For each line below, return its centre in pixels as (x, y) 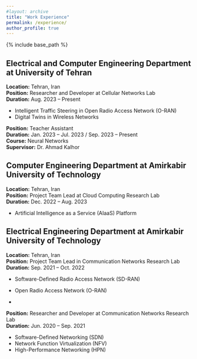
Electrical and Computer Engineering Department (98, 63)
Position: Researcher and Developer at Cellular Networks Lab (81, 93)
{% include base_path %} (37, 45)
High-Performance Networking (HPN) (60, 350)
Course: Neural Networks (37, 141)
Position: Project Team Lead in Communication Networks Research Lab (93, 261)
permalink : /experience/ (36, 22)
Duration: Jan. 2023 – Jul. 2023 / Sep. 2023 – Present (72, 135)
